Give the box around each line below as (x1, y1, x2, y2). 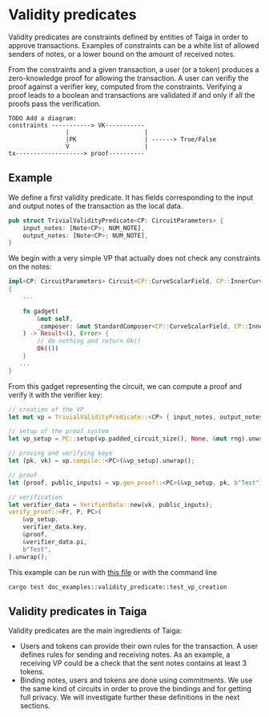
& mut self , (37, 314, 74, 322)
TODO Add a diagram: (8, 114, 78, 122)
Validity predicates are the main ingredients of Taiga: (8, 626, 183, 635)
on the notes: (8, 262, 52, 272)
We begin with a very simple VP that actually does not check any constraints (8, 253, 261, 263)
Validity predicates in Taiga (8, 604, 147, 618)
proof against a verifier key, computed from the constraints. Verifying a (8, 82, 243, 91)
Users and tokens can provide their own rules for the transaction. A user (19, 642, 259, 651)
